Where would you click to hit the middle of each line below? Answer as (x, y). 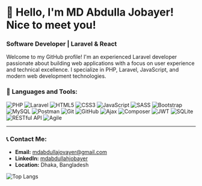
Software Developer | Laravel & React (62, 44)
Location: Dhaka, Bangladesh (52, 165)
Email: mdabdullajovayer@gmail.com (61, 152)
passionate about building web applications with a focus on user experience (100, 63)
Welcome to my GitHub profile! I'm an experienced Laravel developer (92, 57)
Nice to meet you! (51, 25)
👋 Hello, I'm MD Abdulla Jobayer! (90, 12)
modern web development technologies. (56, 76)
